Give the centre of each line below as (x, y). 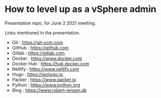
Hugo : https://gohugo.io (37, 74)
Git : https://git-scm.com (37, 42)
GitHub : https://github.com (40, 47)
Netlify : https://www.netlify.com (46, 69)
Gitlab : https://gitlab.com (38, 53)
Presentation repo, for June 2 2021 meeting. (50, 23)
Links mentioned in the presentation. (43, 32)
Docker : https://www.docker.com (47, 58)
